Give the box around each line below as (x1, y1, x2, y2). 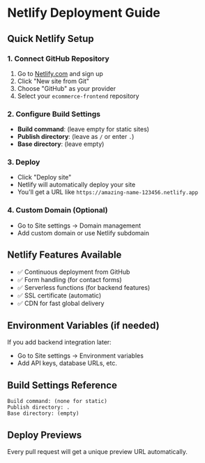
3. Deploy (7, 157, 40, 167)
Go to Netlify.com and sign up (17, 69, 103, 78)
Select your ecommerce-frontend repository (17, 91, 139, 100)
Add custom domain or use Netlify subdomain (17, 228, 150, 237)
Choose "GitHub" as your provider (17, 84, 116, 92)
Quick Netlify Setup (7, 33, 94, 45)
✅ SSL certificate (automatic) (17, 291, 102, 300)
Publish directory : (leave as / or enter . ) (17, 133, 135, 141)
